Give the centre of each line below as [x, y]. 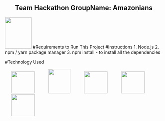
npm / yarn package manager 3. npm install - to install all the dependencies [83, 52]
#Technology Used [25, 62]
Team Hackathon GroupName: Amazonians [84, 8]
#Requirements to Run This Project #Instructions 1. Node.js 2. [96, 47]
